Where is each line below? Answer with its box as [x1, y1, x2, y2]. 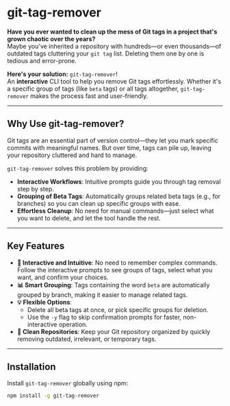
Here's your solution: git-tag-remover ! [7, 70, 118, 78]
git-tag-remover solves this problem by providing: [7, 164, 149, 172]
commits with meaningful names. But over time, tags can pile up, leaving [7, 143, 212, 152]
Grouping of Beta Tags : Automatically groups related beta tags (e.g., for [16, 192, 221, 200]
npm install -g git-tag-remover [7, 392, 99, 399]
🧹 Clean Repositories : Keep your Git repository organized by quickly [16, 327, 211, 335]
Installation [7, 361, 56, 372]
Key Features [7, 240, 65, 252]
